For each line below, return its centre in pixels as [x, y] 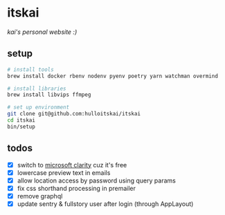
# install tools [30, 69]
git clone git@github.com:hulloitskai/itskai [74, 114]
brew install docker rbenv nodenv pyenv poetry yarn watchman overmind [112, 76]
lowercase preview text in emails [64, 172]
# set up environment [38, 107]
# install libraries [37, 88]
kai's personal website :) [42, 32]
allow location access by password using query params [97, 180]
